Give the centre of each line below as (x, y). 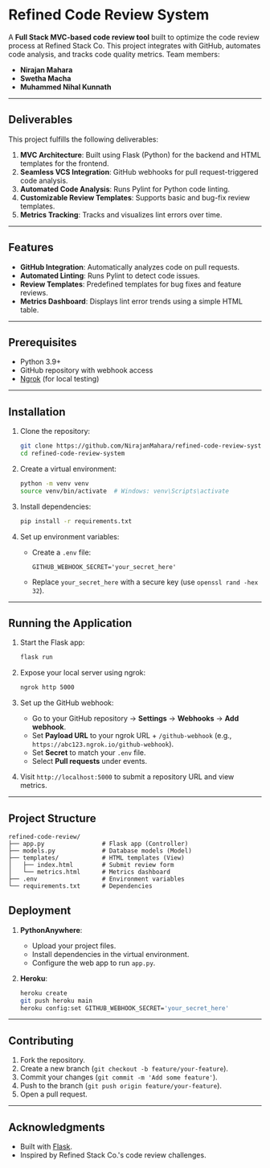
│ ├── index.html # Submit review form (91, 865)
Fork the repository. (53, 1060)
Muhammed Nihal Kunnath (65, 87)
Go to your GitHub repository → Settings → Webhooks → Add (135, 719)
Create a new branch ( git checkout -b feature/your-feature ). (124, 1069)
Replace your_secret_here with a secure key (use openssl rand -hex (145, 582)
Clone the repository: (55, 431)
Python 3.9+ (41, 362)
